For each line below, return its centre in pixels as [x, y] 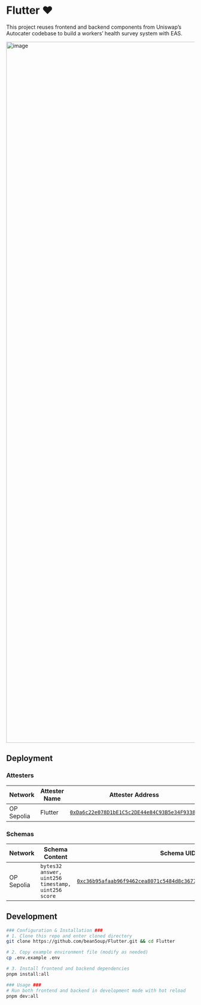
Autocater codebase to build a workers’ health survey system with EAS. [94, 33]
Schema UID [178, 853]
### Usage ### [24, 985]
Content [56, 857]
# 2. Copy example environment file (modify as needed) [77, 952]
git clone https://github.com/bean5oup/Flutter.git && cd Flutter [91, 942]
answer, [51, 872]
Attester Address [134, 794]
